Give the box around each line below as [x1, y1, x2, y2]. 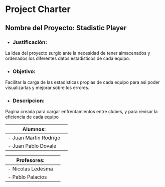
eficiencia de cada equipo [5, 114, 59, 120]
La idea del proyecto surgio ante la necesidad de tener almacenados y [5, 50, 150, 56]
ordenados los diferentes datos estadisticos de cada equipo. [5, 55, 130, 61]
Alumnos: [22, 126, 46, 133]
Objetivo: [12, 68, 36, 75]
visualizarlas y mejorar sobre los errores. [5, 84, 89, 91]
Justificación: [12, 39, 48, 46]
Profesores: [16, 157, 45, 164]
